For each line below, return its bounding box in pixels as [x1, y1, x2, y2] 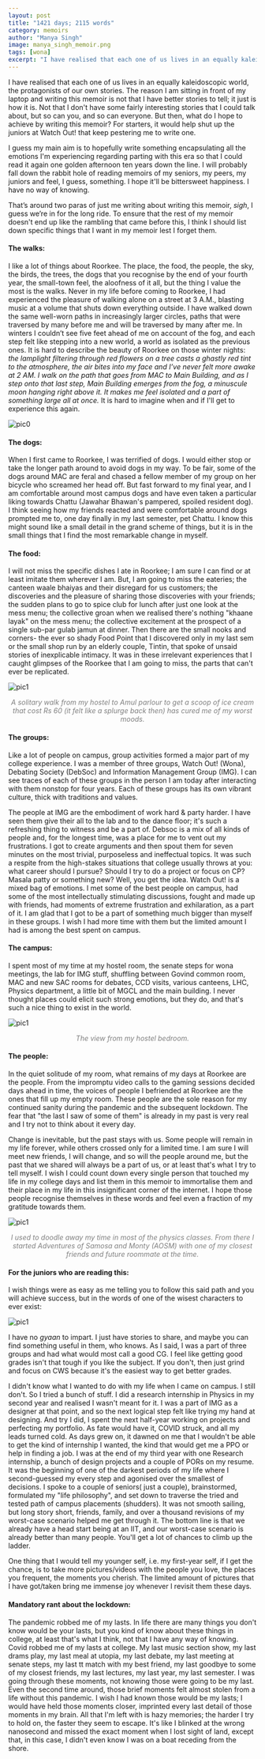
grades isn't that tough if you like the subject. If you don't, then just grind [8, 1357, 245, 1368]
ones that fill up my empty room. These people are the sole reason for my [8, 1094, 247, 1104]
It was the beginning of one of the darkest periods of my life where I [8, 1466, 230, 1475]
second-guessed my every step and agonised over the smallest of [8, 1474, 224, 1483]
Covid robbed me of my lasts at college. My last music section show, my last [8, 1642, 256, 1652]
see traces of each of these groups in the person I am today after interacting [8, 776, 256, 785]
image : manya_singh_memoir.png [8, 41, 111, 49]
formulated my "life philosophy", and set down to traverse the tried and [8, 1491, 239, 1500]
